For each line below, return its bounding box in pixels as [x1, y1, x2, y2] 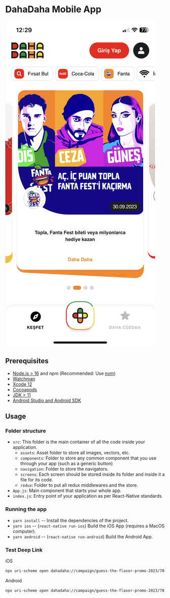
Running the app [5, 506, 47, 513]
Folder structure [5, 427, 46, 434]
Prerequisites [5, 357, 49, 365]
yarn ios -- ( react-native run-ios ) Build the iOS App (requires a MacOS [12, 523, 165, 529]
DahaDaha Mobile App [5, 4, 101, 15]
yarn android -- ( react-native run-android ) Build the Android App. [12, 533, 153, 539]
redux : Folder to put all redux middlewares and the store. [20, 482, 139, 488]
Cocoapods [12, 386, 37, 393]
